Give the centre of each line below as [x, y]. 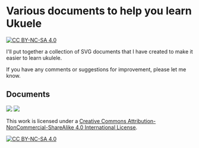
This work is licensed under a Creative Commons [66, 121]
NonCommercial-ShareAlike [40, 127]
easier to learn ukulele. [34, 58]
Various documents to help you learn [99, 11]
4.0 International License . [106, 127]
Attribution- [142, 121]
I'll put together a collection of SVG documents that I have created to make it [99, 51]
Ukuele [24, 23]
